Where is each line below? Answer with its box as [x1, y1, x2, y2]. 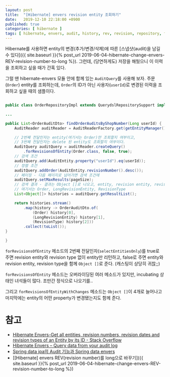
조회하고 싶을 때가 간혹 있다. [10, 64, 66, 71]
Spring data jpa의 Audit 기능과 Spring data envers [12, 348, 115, 354]
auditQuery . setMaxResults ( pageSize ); [14, 177, 94, 183]
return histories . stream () [14, 200, 71, 205]
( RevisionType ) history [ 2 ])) [32, 219, 94, 225]
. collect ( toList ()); [23, 224, 67, 229]
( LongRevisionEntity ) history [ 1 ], [32, 215, 105, 220]
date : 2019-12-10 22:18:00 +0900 [5, 17, 80, 22]
